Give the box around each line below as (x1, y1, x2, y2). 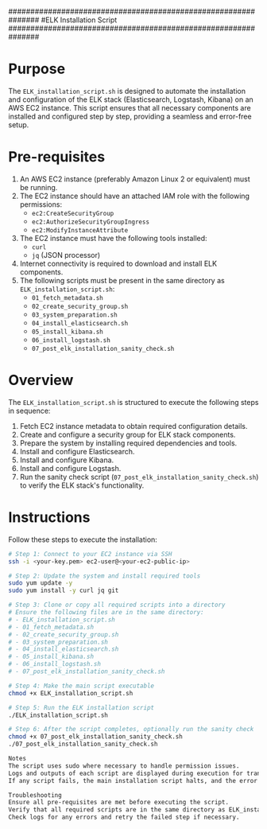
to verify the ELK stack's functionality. (19, 481, 145, 490)
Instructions (8, 508, 91, 526)
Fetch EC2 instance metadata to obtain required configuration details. (19, 421, 248, 430)
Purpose (8, 60, 66, 78)
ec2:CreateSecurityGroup (31, 209, 114, 217)
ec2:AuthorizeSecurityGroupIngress (31, 218, 149, 226)
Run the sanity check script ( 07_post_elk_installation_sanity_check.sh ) (19, 472, 259, 481)
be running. (19, 182, 58, 192)
